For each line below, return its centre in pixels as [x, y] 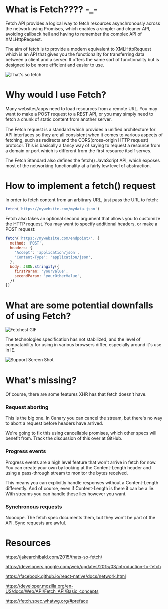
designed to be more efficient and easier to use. [55, 65]
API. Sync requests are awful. [36, 523]
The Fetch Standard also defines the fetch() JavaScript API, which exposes [83, 160]
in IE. [10, 350]
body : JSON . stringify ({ [34, 266]
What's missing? [41, 380]
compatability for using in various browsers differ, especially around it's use [83, 345]
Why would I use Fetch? [56, 95]
